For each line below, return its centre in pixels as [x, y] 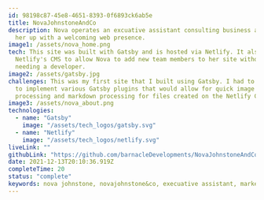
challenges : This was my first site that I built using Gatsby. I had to [132, 81]
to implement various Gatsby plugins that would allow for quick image [135, 89]
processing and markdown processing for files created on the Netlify [133, 96]
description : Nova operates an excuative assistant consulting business [130, 30]
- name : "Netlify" [46, 132]
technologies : [31, 111]
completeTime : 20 [37, 169]
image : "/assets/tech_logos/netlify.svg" [91, 140]
